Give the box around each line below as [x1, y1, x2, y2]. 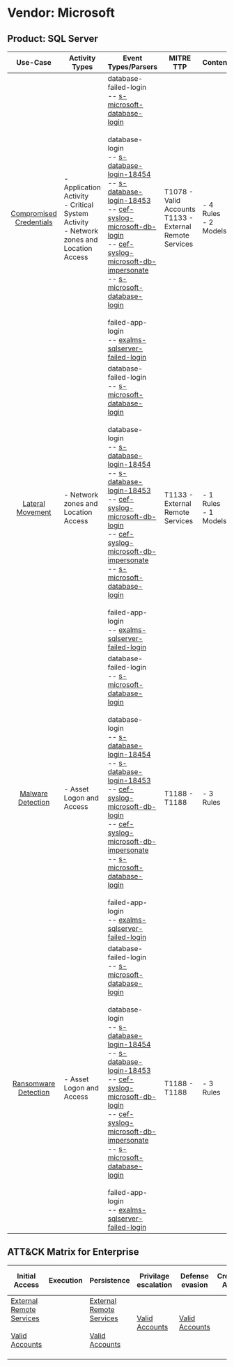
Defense [180, 1271, 209, 1281]
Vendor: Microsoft [7, 5, 115, 21]
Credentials [15, 217, 53, 227]
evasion [180, 1280, 208, 1290]
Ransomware [13, 1079, 56, 1088]
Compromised [10, 209, 57, 218]
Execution [48, 1275, 83, 1285]
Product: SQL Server [7, 33, 99, 45]
